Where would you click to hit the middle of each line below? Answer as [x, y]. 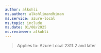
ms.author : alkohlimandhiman [34, 14]
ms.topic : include [24, 23]
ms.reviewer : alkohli [27, 32]
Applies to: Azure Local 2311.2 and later [56, 46]
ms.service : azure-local [30, 18]
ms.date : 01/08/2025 [26, 27]
